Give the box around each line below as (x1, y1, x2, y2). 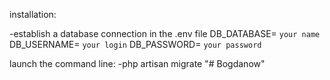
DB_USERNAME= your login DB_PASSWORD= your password (9, 39, 262, 50)
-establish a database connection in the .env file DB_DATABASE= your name (9, 28, 321, 39)
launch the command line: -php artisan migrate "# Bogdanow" (9, 58, 266, 69)
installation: (9, 9, 57, 20)
